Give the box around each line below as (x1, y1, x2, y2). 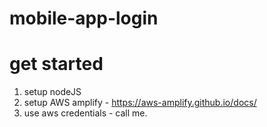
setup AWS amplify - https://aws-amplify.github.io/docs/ (23, 97, 257, 109)
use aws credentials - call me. (23, 107, 148, 119)
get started (9, 53, 104, 76)
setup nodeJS (23, 86, 82, 98)
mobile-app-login (9, 7, 159, 30)
